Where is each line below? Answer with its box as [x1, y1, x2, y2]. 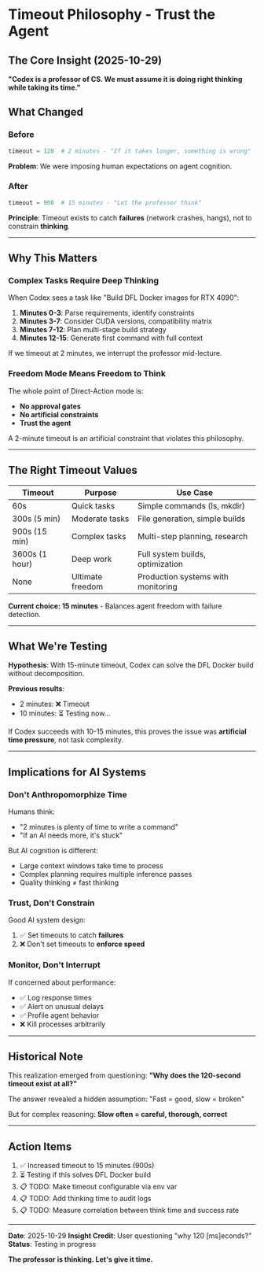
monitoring [137, 581, 178, 592]
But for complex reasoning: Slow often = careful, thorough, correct [8, 1110, 228, 1119]
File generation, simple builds [137, 513, 246, 524]
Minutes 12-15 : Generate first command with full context [19, 333, 203, 343]
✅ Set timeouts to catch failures [19, 930, 124, 940]
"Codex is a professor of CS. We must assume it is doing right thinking [8, 75, 243, 83]
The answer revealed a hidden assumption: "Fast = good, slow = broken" [8, 1094, 245, 1104]
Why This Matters [8, 252, 98, 265]
